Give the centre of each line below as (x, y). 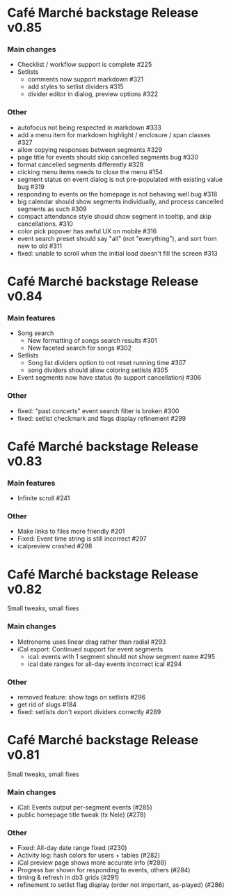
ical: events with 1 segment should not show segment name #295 (121, 656)
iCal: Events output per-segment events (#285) (85, 808)
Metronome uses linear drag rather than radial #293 (91, 642)
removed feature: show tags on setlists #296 (81, 697)
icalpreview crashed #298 (55, 546)
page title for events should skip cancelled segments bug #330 (108, 157)
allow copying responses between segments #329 (90, 149)
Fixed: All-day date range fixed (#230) (72, 848)
